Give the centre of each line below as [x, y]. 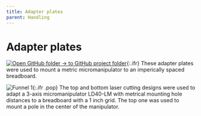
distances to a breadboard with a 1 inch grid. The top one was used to [93, 100]
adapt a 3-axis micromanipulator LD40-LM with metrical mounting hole [94, 94]
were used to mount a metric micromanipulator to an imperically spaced [95, 70]
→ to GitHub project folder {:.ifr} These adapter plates [128, 63]
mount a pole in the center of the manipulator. [63, 107]
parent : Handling [28, 17]
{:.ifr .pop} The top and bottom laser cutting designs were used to [114, 88]
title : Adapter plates [35, 12]
